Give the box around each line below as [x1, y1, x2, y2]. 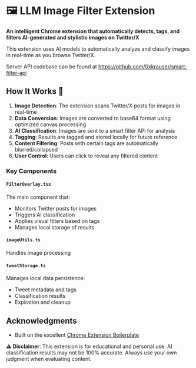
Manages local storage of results [14, 224, 95, 231]
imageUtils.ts [6, 237, 41, 243]
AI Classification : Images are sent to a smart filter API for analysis [14, 127, 175, 134]
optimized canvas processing [14, 121, 87, 128]
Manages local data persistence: [6, 275, 85, 282]
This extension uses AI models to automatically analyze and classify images [6, 45, 190, 52]
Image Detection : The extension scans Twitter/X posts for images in [14, 102, 181, 109]
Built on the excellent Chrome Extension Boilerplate [14, 331, 139, 339]
